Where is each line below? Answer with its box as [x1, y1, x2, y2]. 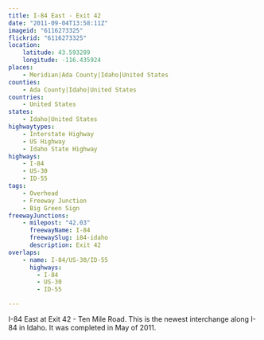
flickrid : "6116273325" [8, 33, 87, 42]
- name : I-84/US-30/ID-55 [22, 256, 109, 264]
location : [8, 41, 41, 49]
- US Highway [22, 137, 66, 146]
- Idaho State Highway [22, 145, 98, 153]
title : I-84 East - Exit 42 [8, 11, 102, 20]
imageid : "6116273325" [8, 26, 83, 34]
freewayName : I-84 [29, 226, 91, 235]
